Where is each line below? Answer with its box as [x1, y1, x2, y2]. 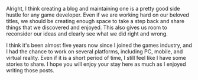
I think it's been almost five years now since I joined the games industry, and [6, 41, 192, 49]
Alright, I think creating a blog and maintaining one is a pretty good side [6, 5, 180, 12]
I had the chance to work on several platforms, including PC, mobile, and [6, 48, 183, 55]
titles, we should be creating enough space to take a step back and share [6, 18, 185, 24]
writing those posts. [6, 67, 54, 73]
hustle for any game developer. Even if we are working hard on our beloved [6, 11, 189, 18]
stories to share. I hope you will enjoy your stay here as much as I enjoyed [6, 60, 186, 68]
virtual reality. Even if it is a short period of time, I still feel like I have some [6, 55, 186, 61]
